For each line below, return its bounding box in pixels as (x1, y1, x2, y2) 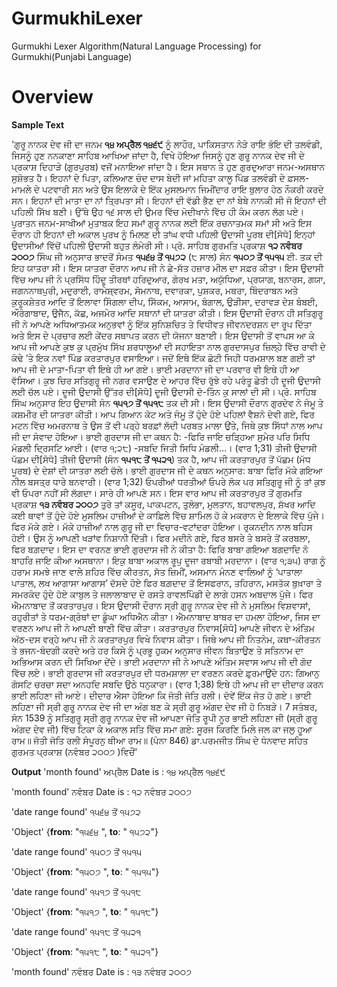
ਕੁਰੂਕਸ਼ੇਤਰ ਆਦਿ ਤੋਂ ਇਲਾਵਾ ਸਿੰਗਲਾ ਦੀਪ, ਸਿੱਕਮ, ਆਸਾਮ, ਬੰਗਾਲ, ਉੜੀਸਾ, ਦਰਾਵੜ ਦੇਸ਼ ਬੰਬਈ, (11, 295, 319, 307)
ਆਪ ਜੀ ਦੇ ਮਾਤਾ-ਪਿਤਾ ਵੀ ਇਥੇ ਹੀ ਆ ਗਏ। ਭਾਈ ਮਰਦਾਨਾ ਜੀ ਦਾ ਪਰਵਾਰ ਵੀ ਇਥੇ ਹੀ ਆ (11, 363, 300, 375)
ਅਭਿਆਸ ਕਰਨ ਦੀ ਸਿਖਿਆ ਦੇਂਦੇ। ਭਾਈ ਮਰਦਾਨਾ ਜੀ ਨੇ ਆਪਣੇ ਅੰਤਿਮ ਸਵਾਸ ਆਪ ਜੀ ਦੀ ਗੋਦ (11, 655, 313, 667)
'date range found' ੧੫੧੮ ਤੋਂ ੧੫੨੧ (11, 925, 142, 937)
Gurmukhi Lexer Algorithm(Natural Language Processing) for (11, 40, 262, 52)
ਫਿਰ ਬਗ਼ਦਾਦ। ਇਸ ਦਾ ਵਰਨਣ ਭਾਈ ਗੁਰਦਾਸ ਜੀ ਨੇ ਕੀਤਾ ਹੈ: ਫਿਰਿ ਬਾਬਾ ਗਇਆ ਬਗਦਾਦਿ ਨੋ (11, 543, 309, 555)
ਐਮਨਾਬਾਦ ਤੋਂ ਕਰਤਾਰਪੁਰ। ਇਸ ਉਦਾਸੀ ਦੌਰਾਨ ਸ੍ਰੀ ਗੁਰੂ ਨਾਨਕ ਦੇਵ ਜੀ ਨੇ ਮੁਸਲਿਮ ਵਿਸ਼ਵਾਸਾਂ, (11, 599, 311, 611)
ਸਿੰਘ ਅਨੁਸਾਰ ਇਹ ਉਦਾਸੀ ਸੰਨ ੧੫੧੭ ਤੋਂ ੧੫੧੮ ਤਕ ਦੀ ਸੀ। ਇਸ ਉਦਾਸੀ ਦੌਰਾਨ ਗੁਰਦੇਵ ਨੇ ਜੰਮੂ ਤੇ (11, 397, 324, 409)
